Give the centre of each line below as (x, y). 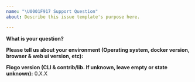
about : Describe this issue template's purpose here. (73, 17)
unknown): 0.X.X (27, 73)
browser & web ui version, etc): (45, 56)
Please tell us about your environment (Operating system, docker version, (98, 49)
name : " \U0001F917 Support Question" (52, 11)
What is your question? (35, 38)
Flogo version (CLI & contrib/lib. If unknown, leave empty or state (87, 67)
